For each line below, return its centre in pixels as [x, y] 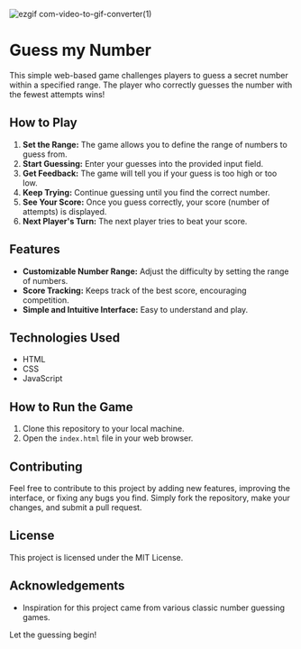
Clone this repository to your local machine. [103, 429]
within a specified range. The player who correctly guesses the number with [151, 85]
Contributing [46, 466]
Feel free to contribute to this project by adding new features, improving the [150, 488]
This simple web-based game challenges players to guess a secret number [149, 75]
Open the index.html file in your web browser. [108, 438]
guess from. [45, 154]
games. [36, 617]
